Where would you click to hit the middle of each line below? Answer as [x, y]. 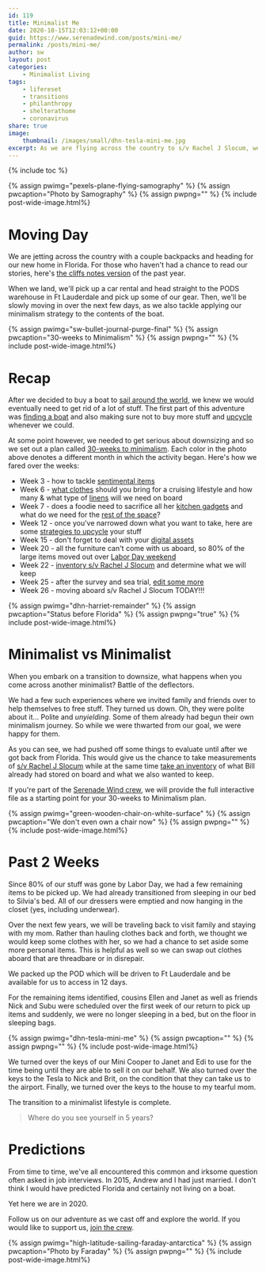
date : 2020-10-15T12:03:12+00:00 [63, 30]
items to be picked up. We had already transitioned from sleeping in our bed [132, 893]
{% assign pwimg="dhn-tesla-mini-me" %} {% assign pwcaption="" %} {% [131, 1038]
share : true [28, 126]
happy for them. [34, 734]
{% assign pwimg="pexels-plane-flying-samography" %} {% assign [120, 186]
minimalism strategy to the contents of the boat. [86, 314]
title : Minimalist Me [44, 23]
